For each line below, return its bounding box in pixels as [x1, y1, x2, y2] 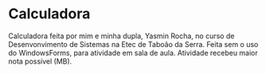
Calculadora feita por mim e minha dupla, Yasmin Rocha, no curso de [8, 31, 235, 41]
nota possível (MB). [8, 56, 72, 66]
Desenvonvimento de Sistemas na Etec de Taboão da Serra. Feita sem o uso [8, 39, 259, 49]
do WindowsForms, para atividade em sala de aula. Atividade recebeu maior [8, 48, 259, 57]
